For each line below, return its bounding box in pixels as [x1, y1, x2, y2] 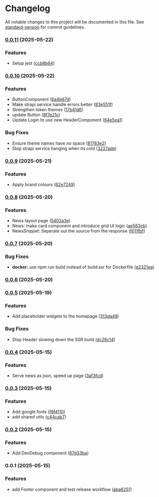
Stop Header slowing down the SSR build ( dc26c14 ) [12, 336, 115, 342]
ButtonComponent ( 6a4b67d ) [12, 97, 71, 102]
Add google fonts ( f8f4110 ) [12, 409, 65, 415]
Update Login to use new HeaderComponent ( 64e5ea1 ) [12, 117, 123, 123]
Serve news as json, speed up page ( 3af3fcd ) [12, 372, 104, 379]
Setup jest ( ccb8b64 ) [12, 60, 55, 66]
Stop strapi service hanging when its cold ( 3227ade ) [12, 145, 117, 151]
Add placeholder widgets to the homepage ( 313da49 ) [12, 314, 119, 319]
